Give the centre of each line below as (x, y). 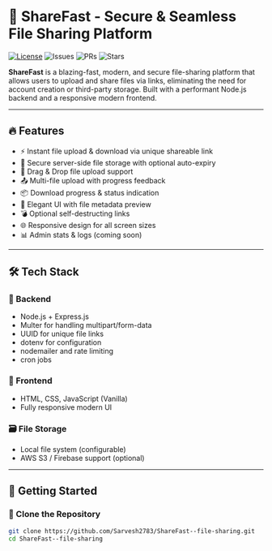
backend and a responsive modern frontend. (83, 97)
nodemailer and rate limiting (67, 351)
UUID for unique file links (62, 334)
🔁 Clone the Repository (55, 514)
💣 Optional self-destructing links (75, 213)
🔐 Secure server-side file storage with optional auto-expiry (118, 162)
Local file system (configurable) (73, 450)
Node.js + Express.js (54, 316)
